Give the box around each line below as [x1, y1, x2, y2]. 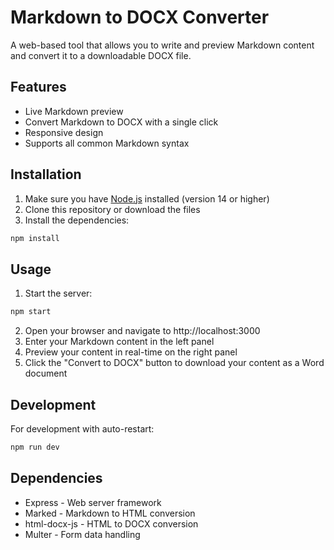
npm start [10, 307, 52, 317]
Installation [10, 166, 82, 183]
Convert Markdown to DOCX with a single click [24, 116, 219, 128]
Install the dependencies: [24, 214, 130, 226]
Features [10, 79, 67, 96]
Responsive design [24, 126, 104, 138]
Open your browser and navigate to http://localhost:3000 [24, 325, 261, 337]
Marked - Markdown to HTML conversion [24, 507, 196, 519]
